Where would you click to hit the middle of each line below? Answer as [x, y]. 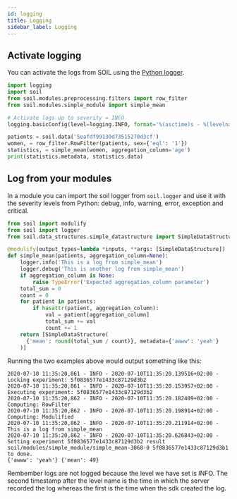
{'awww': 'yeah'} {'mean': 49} [53, 460]
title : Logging [30, 20]
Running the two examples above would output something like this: [105, 361]
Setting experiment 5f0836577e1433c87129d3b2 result [86, 442]
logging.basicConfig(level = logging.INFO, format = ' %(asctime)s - [104, 124]
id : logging [25, 14]
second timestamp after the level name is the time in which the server [108, 481]
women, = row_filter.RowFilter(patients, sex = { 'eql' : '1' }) [98, 144]
